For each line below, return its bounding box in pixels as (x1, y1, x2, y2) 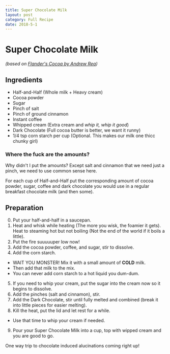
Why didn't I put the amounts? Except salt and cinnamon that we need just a (5, 162, 164, 169)
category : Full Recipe (5, 17, 53, 22)
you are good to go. (12, 333, 54, 339)
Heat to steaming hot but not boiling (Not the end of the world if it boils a (12, 228, 165, 234)
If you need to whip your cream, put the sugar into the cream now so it (12, 280, 161, 286)
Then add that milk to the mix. (12, 265, 75, 271)
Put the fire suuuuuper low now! (12, 239, 80, 245)
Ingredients (5, 75, 43, 84)
